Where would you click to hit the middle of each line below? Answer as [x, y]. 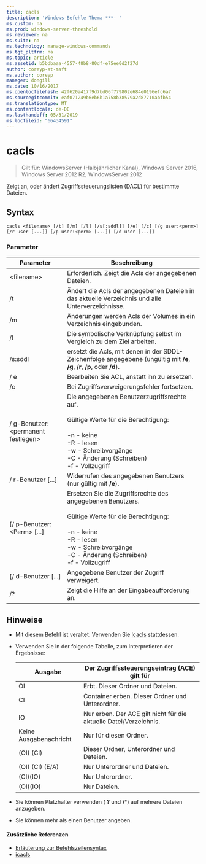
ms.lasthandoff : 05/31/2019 [42, 115]
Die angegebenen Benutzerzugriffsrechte [127, 397]
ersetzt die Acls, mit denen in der [115, 352]
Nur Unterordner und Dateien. [126, 767]
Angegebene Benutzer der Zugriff [116, 573]
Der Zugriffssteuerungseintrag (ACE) [140, 668]
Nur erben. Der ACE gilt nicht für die [135, 714]
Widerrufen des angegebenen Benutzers [126, 476]
